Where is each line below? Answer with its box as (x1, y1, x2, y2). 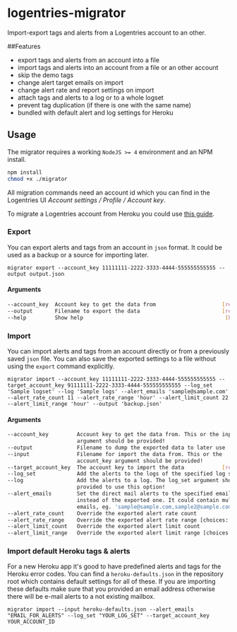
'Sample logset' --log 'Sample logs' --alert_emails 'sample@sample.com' (7, 387, 229, 395)
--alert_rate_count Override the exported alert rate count (7, 510, 197, 517)
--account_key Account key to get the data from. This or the (7, 431, 219, 438)
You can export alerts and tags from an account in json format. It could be (7, 242, 222, 252)
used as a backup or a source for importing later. (7, 250, 150, 259)
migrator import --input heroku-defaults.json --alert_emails (7, 606, 194, 613)
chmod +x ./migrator (7, 175, 68, 182)
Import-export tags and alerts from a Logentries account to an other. (7, 28, 207, 37)
